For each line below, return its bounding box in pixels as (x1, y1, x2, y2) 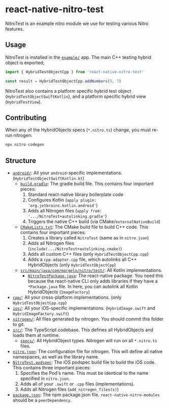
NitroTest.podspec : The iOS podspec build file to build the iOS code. (12, 359, 156, 365)
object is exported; (5, 60, 45, 66)
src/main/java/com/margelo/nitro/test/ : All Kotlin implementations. (20, 267, 162, 273)
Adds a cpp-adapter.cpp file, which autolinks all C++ (27, 256, 137, 262)
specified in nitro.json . (20, 375, 70, 382)
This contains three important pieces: (12, 365, 91, 370)
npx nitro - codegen (5, 142, 44, 147)
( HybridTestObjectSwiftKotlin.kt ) (12, 175, 85, 181)
